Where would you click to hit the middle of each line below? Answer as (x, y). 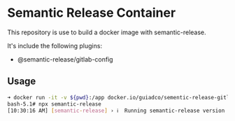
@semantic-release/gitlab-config (65, 59)
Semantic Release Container (92, 13)
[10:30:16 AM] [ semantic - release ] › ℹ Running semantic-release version (116, 111)
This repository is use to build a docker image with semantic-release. (107, 32)
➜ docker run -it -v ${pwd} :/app (56, 97)
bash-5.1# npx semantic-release (54, 104)
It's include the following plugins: (55, 45)
